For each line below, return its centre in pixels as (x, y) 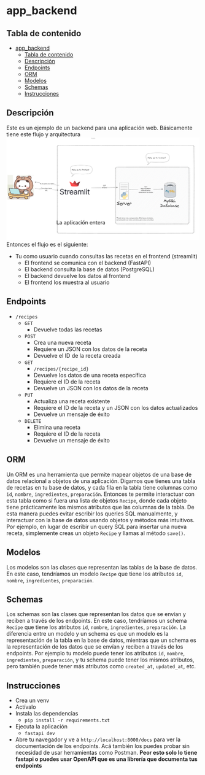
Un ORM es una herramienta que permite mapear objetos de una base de (99, 474)
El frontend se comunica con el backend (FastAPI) (88, 263)
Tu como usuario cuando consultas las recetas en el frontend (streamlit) (106, 256)
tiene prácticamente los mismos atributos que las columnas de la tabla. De (100, 507)
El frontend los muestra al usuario (67, 282)
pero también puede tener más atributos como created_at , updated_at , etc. (101, 666)
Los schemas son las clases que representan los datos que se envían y (96, 614)
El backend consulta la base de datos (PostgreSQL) (89, 269)
